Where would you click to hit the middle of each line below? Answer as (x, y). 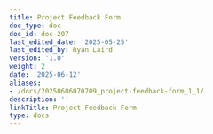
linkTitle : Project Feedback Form (73, 108)
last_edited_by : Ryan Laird (61, 50)
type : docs (29, 115)
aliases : (25, 83)
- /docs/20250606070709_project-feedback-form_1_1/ (106, 91)
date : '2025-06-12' (45, 75)
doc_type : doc (35, 26)
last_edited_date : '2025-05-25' (69, 42)
